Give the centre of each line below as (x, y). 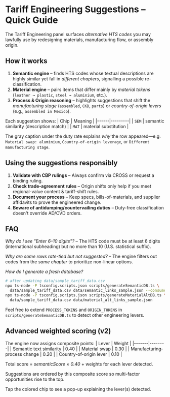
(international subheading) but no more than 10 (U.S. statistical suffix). (78, 247)
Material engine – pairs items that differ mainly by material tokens (81, 89)
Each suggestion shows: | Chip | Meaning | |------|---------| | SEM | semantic (85, 121)
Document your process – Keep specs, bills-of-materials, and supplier (86, 197)
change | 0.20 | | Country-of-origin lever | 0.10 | (73, 354)
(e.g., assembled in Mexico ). (41, 111)
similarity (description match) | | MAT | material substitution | (67, 126)
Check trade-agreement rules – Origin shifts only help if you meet (82, 186)
